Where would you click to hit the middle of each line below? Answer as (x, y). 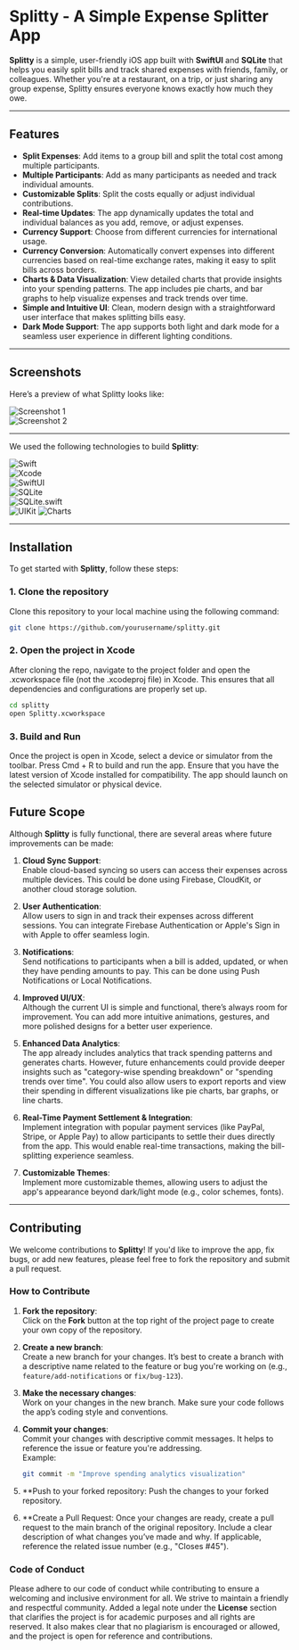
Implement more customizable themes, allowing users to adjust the (145, 1182)
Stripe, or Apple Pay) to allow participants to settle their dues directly (149, 1136)
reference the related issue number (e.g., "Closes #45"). (125, 1546)
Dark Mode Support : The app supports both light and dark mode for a (151, 326)
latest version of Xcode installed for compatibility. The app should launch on (149, 774)
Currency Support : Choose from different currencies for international (149, 231)
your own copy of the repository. (82, 1330)
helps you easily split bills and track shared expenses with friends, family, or (149, 70)
